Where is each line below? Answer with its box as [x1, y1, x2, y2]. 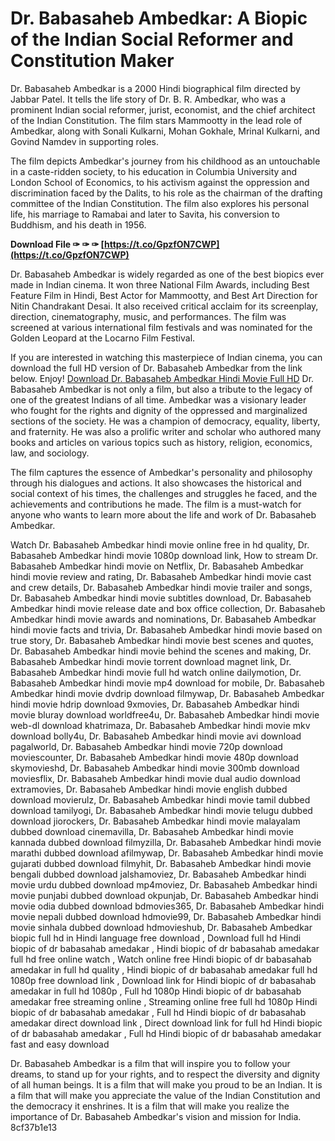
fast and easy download [10, 1038, 110, 1050]
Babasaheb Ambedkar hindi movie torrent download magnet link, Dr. [10, 655, 292, 667]
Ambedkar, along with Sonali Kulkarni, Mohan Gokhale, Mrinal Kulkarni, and [10, 125, 321, 137]
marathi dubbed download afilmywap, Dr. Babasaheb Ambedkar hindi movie [10, 847, 324, 859]
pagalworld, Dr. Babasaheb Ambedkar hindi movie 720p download [10, 740, 283, 752]
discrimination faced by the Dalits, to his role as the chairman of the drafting [10, 187, 323, 199]
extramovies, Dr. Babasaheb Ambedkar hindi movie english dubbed [10, 783, 288, 795]
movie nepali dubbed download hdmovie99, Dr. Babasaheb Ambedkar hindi [10, 910, 322, 922]
